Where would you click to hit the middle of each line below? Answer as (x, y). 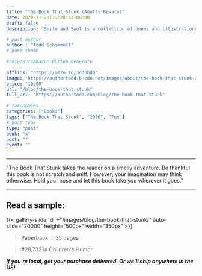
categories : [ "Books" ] (35, 111)
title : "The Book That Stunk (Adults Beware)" (66, 12)
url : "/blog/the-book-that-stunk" (50, 89)
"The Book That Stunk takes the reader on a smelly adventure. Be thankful (98, 168)
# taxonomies (23, 106)
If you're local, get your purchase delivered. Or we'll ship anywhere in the (100, 261)
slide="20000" (25, 226)
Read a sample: (35, 205)
